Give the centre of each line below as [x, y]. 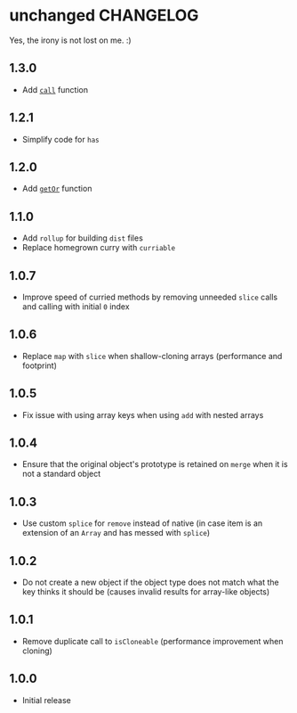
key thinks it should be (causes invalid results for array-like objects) [146, 592]
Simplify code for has [60, 139]
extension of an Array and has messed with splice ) [116, 533]
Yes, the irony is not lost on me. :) [70, 40]
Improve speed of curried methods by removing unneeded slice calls [150, 297]
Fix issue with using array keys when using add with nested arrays [143, 414]
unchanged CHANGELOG [104, 16]
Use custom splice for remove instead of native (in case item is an [142, 523]
